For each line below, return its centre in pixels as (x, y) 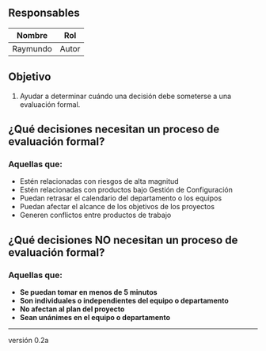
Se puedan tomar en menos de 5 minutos (88, 292)
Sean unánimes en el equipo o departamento (95, 317)
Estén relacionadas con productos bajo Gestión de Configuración (126, 190)
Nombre (32, 35)
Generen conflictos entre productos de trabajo (95, 215)
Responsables (44, 13)
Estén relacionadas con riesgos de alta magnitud (99, 181)
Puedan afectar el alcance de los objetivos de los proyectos (117, 207)
